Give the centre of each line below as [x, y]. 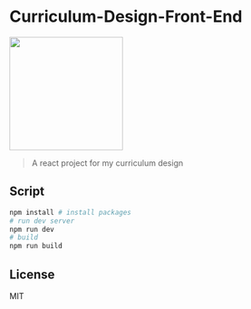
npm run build [36, 246]
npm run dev [32, 229]
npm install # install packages [70, 212]
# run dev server [42, 221]
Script [27, 192]
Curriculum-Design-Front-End [126, 17]
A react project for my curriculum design [107, 163]
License [32, 274]
